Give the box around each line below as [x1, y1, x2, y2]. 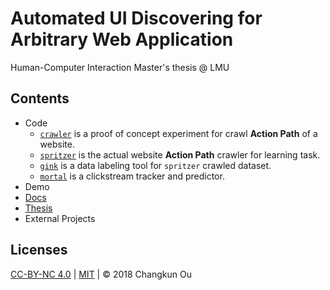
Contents [10, 90, 70, 107]
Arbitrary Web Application [10, 28, 234, 51]
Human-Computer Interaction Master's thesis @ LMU [10, 61, 230, 73]
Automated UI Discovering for [10, 7, 263, 30]
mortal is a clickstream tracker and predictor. [39, 170, 225, 182]
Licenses [10, 242, 68, 259]
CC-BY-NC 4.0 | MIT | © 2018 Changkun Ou [10, 268, 192, 280]
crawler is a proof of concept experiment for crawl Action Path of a [39, 127, 318, 139]
